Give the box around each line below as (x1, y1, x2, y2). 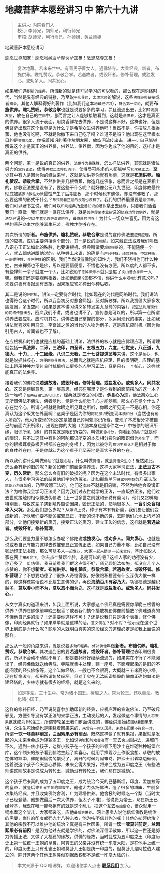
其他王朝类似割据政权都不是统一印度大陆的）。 (39, 852, 132, 858)
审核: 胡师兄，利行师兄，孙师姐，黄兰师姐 (17, 34, 102, 40)
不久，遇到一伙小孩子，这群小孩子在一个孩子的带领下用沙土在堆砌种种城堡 (5, 743, 156, 749)
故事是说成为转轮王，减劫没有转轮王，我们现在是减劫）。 (22, 767, 137, 774)
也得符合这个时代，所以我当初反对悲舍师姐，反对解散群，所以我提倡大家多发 (5, 297, 160, 303)
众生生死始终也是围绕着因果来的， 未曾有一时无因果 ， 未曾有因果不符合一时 (13, 725, 153, 731)
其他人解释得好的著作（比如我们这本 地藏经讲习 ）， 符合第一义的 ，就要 (21, 100, 154, 106)
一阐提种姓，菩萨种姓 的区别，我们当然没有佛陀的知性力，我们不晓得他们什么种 (5, 256, 158, 262)
